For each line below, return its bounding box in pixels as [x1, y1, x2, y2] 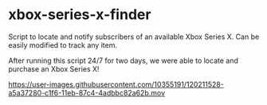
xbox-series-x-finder [8, 6, 151, 24]
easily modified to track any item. [8, 40, 118, 49]
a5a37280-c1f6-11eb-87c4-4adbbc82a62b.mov [8, 87, 166, 97]
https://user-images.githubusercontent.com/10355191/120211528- [8, 80, 225, 89]
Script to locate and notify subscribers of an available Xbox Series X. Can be [8, 32, 260, 41]
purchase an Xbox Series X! [8, 64, 100, 73]
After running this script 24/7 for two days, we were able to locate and [8, 56, 239, 65]
